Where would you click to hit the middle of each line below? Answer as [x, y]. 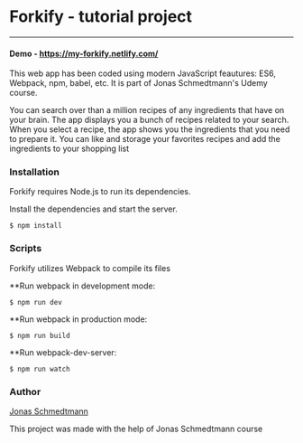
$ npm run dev [36, 302]
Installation [35, 172]
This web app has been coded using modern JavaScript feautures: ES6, [143, 73]
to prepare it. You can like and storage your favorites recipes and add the [145, 139]
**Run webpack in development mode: [83, 286]
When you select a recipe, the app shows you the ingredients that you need [150, 129]
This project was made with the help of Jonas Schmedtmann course [136, 429]
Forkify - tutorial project [101, 17]
